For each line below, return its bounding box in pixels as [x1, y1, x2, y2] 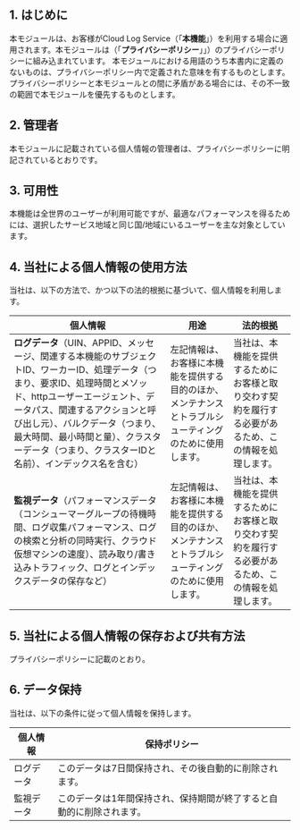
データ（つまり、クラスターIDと [22, 445, 156, 457]
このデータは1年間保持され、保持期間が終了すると [57, 792, 270, 804]
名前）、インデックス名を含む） [13, 458, 144, 470]
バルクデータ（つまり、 [62, 418, 162, 430]
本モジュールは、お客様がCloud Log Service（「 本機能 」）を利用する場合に [9, 33, 280, 44]
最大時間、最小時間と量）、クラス [13, 431, 153, 444]
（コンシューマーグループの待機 [13, 508, 148, 521]
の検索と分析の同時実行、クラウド [13, 535, 158, 547]
